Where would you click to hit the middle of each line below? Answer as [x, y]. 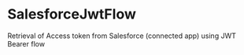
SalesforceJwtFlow [72, 14]
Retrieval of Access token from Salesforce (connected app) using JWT [122, 36]
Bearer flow [26, 43]
